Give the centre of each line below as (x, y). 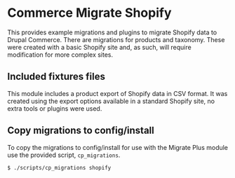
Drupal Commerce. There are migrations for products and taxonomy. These (116, 39)
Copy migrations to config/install (81, 131)
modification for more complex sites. (60, 55)
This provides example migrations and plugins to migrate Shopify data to (112, 32)
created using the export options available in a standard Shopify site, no (111, 101)
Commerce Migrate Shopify (89, 13)
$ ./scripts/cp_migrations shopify (59, 167)
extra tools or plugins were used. (55, 108)
